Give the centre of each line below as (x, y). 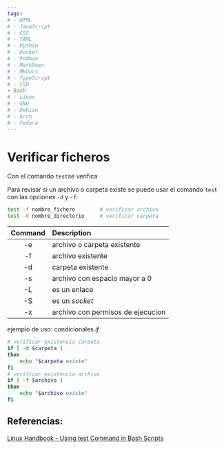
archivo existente (80, 256)
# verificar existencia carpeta (53, 342)
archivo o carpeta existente (96, 245)
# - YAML (20, 39)
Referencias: (35, 422)
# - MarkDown (26, 65)
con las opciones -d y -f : (43, 197)
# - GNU (18, 104)
